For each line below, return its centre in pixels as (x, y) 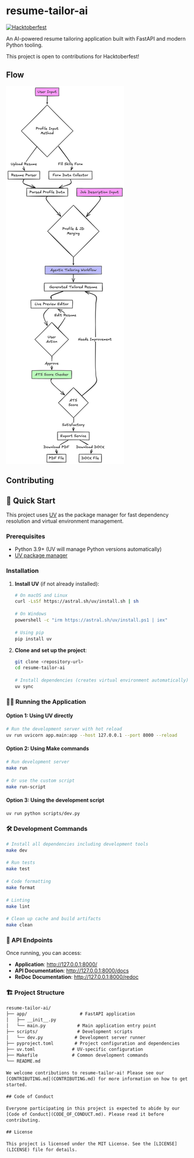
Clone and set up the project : (51, 650)
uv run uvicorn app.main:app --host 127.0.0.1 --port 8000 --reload (92, 735)
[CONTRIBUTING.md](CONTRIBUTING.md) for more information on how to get (97, 1079)
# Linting (18, 900)
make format (21, 888)
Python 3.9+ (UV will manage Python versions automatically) (88, 549)
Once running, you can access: (44, 953)
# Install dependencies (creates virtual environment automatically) (102, 680)
